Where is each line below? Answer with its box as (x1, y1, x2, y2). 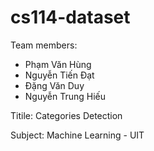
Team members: (10, 39, 78, 51)
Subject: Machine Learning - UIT (10, 129, 145, 141)
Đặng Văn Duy (24, 79, 85, 91)
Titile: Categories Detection (10, 109, 123, 121)
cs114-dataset (10, 6, 131, 29)
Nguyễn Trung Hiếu (24, 90, 106, 102)
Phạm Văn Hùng (24, 58, 92, 70)
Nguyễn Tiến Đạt (24, 69, 95, 81)
